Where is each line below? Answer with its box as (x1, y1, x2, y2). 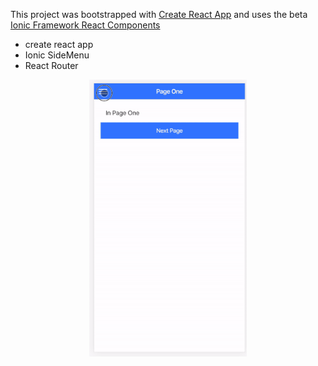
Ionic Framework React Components (10, 19, 161, 31)
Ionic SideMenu (24, 49, 90, 61)
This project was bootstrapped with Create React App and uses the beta (10, 9, 308, 20)
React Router (24, 60, 79, 71)
